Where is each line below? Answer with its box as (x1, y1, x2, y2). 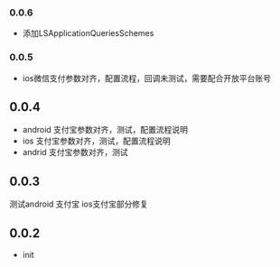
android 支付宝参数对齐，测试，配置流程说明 (22, 124, 188, 135)
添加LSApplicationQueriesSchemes (22, 28, 154, 39)
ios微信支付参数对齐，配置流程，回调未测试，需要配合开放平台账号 (22, 72, 271, 83)
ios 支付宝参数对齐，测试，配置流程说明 (22, 135, 171, 146)
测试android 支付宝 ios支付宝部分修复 (9, 198, 149, 209)
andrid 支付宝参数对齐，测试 (22, 147, 128, 158)
